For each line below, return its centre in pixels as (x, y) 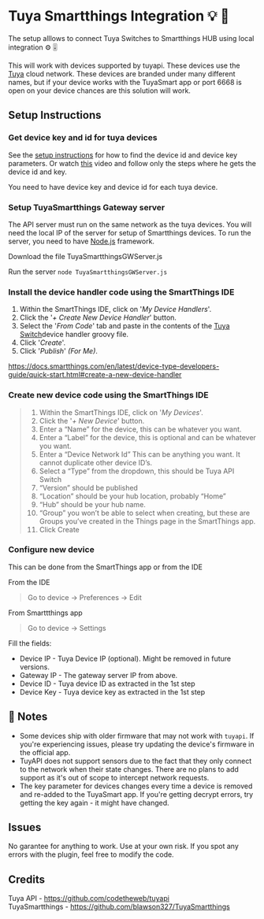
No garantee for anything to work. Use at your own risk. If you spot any (123, 847)
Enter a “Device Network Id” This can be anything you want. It (139, 454)
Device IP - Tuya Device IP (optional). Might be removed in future (125, 658)
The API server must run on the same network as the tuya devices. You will (130, 224)
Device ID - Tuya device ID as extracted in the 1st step (107, 684)
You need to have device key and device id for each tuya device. (113, 187)
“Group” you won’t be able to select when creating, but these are (145, 513)
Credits (27, 879)
